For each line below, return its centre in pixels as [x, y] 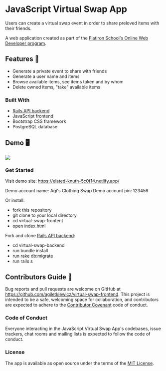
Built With [17, 100]
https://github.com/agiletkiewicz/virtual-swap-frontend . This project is [78, 294]
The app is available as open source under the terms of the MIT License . [80, 363]
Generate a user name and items [46, 76]
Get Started [19, 170]
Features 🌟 [22, 59]
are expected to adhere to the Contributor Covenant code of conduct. [77, 305]
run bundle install [30, 251]
